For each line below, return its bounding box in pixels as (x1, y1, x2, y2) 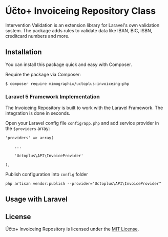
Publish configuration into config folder (5, 171, 88, 178)
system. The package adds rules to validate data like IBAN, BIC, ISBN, (5, 27, 153, 33)
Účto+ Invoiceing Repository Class (5, 5, 156, 17)
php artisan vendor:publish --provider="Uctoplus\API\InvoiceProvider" (5, 181, 161, 186)
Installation (5, 48, 42, 56)
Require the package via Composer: (5, 71, 81, 77)
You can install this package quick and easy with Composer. (5, 61, 132, 68)
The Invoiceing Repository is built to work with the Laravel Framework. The (5, 105, 163, 111)
